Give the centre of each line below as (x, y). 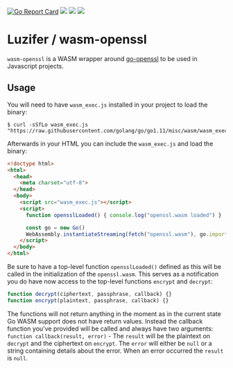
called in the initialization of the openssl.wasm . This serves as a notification (113, 274)
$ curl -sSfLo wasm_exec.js (48, 125)
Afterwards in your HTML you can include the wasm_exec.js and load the (110, 143)
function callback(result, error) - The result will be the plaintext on (109, 335)
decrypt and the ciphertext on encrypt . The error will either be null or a (110, 343)
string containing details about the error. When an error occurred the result (115, 351)
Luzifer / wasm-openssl (77, 40)
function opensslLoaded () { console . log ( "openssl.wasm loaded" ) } (123, 215)
